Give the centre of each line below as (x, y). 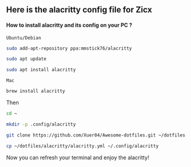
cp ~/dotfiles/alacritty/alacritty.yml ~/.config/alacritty (83, 146)
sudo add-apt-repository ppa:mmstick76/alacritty (69, 48)
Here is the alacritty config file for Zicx (79, 10)
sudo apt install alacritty (41, 70)
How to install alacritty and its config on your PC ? (69, 25)
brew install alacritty (36, 91)
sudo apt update (26, 59)
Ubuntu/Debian (24, 38)
